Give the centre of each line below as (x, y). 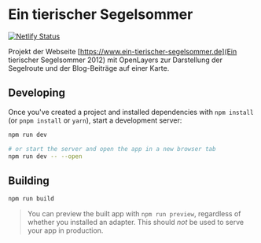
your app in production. (65, 230)
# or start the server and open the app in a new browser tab (112, 149)
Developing (37, 93)
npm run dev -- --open (45, 156)
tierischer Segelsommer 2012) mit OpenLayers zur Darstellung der (115, 60)
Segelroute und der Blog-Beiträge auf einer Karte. (89, 68)
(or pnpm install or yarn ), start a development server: (95, 120)
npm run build (31, 199)
